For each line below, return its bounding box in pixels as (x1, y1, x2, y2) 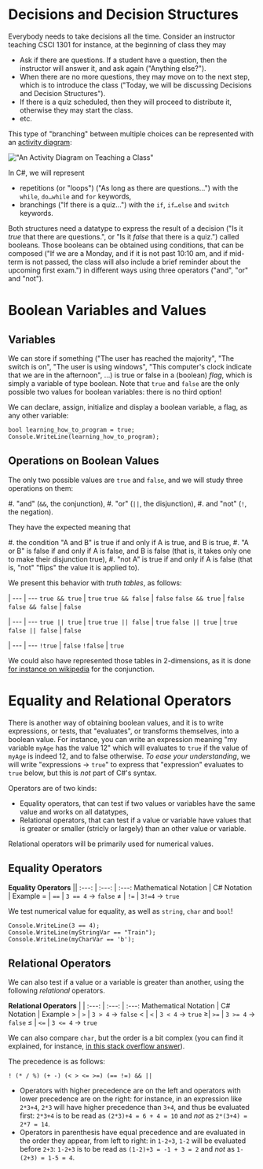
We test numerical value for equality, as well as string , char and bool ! (8, 906, 233, 915)
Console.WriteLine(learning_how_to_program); (8, 432, 159, 440)
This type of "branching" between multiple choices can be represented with (8, 128, 254, 139)
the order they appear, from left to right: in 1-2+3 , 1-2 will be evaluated (19, 1136, 247, 1145)
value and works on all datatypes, (19, 807, 129, 816)
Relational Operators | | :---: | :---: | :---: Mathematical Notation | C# (8, 1001, 231, 1011)
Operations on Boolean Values (8, 455, 159, 468)
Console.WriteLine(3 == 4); (8, 922, 100, 930)
